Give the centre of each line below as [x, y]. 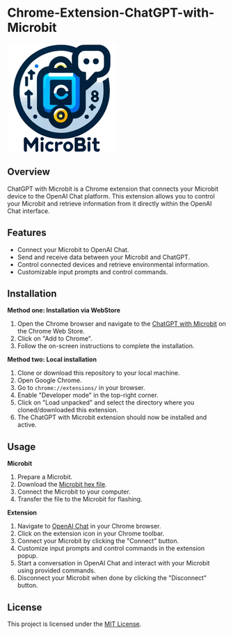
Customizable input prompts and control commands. [93, 272]
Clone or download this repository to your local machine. [98, 373]
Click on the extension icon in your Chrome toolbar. [91, 533]
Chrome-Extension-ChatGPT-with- [111, 13]
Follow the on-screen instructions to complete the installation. [106, 346]
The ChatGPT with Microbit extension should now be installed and [112, 417]
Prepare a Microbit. [45, 477]
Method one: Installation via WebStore [64, 311]
